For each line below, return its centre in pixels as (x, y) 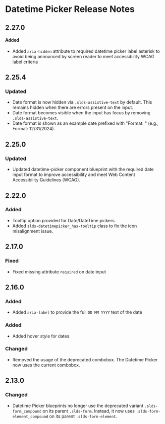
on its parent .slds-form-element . (83, 416)
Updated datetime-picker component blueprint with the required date (83, 170)
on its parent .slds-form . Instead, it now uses (89, 411)
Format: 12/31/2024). (34, 129)
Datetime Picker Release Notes (70, 9)
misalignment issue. (33, 231)
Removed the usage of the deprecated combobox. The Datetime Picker (85, 359)
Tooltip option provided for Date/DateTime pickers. (64, 220)
